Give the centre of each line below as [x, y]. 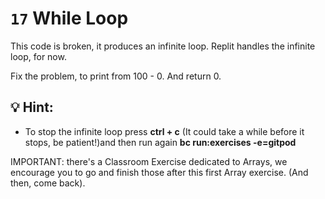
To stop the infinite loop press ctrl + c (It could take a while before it [164, 131]
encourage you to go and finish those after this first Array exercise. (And [159, 172]
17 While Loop [69, 18]
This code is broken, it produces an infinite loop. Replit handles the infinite [163, 46]
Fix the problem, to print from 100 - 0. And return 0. [116, 76]
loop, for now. [38, 56]
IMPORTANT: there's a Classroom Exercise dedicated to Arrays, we [149, 161]
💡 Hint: [32, 107]
